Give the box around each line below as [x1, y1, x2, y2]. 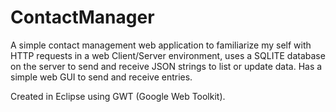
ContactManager [10, 6, 155, 29]
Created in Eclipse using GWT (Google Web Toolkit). [10, 90, 226, 102]
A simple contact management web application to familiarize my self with [10, 39, 312, 51]
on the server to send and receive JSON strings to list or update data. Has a [10, 60, 323, 72]
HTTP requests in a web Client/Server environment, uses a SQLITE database [10, 49, 326, 61]
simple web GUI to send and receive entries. [10, 71, 193, 83]
